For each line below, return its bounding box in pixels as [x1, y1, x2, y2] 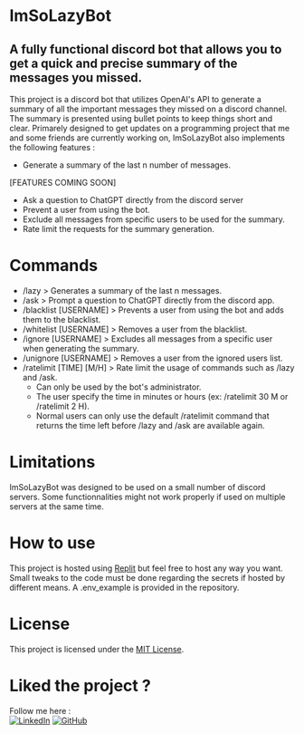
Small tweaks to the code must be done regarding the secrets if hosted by [9, 572, 286, 583]
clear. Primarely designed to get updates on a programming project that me [9, 123, 290, 133]
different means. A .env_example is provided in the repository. [9, 582, 240, 593]
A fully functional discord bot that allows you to [9, 42, 282, 57]
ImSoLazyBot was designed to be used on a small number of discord [9, 481, 266, 492]
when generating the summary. [22, 343, 139, 353]
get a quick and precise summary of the [9, 55, 238, 71]
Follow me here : [9, 705, 71, 716]
